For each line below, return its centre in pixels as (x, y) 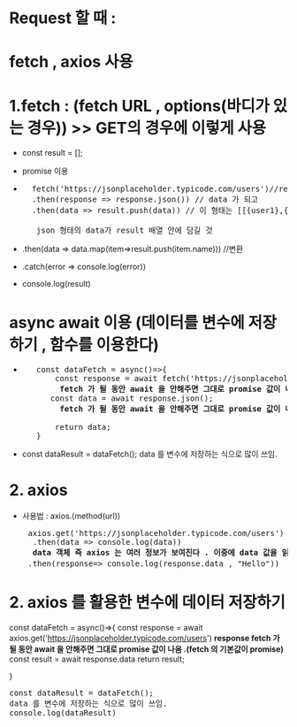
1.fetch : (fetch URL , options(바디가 (139, 106)
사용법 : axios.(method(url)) (71, 516)
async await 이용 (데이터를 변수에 (127, 322)
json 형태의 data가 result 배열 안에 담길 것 (125, 230)
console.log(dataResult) (63, 713)
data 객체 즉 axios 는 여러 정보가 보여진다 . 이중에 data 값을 (155, 553)
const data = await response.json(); (132, 398)
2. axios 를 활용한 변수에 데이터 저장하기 (147, 603)
